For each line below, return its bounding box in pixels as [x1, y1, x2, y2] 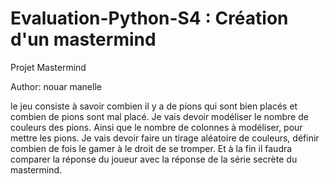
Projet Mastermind [10, 61, 87, 73]
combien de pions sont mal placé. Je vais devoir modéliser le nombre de [10, 110, 309, 122]
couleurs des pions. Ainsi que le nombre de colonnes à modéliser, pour [10, 121, 303, 133]
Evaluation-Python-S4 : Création [10, 7, 289, 30]
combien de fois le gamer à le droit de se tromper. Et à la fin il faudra [10, 142, 293, 154]
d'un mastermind [10, 28, 157, 51]
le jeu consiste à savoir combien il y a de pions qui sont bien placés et [10, 100, 298, 112]
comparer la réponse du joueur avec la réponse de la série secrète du [10, 153, 298, 165]
